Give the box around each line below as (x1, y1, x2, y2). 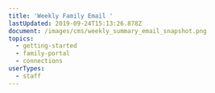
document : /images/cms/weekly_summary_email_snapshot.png (8, 27, 207, 35)
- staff (15, 72, 42, 80)
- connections (15, 57, 63, 66)
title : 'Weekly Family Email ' (8, 11, 114, 20)
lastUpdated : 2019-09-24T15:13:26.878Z (8, 19, 143, 27)
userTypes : (8, 65, 45, 73)
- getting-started (15, 42, 78, 50)
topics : (8, 34, 35, 43)
